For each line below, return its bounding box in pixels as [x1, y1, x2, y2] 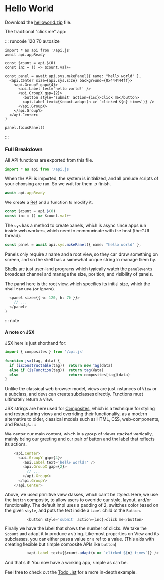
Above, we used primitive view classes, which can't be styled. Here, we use [5, 492, 158, 497]
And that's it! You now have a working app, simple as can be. [5, 560, 128, 566]
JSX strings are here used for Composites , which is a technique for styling [5, 406, 155, 411]
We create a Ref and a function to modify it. [5, 199, 93, 205]
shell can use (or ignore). [5, 286, 55, 291]
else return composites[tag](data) [9, 372, 131, 377]
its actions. [5, 441, 27, 447]
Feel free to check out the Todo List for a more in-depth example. [5, 569, 137, 575]
